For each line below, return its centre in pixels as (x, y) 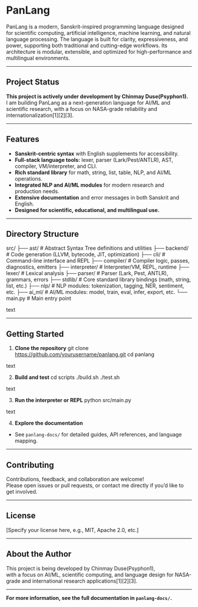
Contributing (30, 465)
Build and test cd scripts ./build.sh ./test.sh (67, 377)
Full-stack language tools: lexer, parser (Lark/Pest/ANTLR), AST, (94, 159)
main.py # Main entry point (39, 298)
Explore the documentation (49, 423)
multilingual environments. (38, 58)
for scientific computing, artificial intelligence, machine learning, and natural (98, 32)
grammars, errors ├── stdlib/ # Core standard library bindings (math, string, (99, 280)
